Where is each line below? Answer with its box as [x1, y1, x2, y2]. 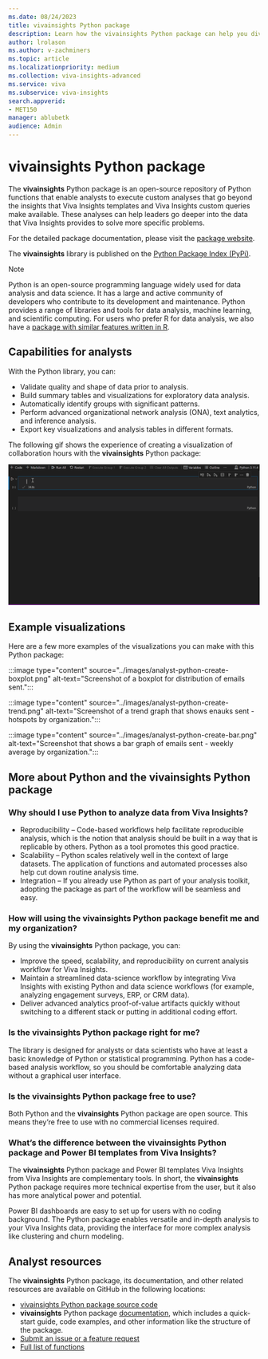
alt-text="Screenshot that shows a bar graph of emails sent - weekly [8, 739, 234, 749]
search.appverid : [8, 97, 66, 105]
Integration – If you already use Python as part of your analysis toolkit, [19, 876, 250, 886]
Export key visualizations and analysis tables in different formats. [19, 424, 234, 434]
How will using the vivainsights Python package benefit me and [8, 912, 259, 923]
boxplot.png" [8, 674, 52, 684]
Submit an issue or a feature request [19, 1333, 140, 1344]
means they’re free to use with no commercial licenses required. [8, 1117, 219, 1127]
